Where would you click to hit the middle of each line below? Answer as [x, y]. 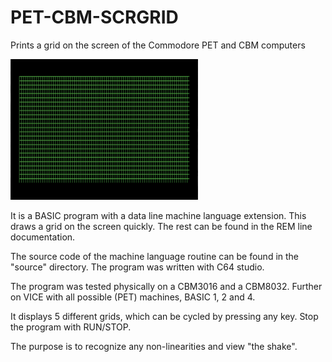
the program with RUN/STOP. [71, 327]
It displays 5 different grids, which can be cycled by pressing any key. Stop [164, 316]
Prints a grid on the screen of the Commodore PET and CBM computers [158, 45]
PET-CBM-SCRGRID [94, 17]
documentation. [43, 237]
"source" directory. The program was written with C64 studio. [137, 267]
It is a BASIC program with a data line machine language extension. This [158, 215]
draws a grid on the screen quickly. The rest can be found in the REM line [161, 226]
